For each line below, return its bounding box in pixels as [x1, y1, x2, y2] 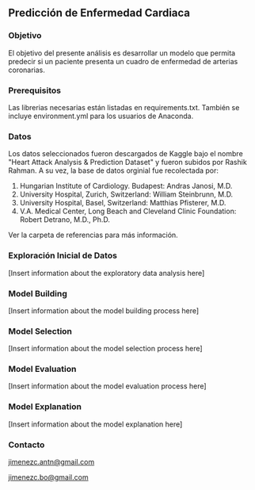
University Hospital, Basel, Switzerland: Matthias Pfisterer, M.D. [19, 198, 226, 208]
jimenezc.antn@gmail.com [8, 457, 95, 467]
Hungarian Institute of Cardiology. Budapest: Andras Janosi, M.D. [19, 182, 233, 191]
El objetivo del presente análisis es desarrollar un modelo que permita [8, 48, 236, 58]
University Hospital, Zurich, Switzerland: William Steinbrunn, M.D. [19, 189, 234, 199]
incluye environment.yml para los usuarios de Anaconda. [8, 111, 194, 121]
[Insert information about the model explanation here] [8, 419, 183, 429]
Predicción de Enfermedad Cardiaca [8, 6, 191, 20]
